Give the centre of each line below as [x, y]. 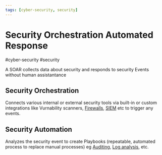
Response [27, 45]
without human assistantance [36, 75]
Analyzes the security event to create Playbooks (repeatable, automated [80, 141]
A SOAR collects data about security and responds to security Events [77, 69]
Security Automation [39, 129]
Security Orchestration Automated [79, 35]
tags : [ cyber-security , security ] [42, 10]
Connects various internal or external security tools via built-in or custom [81, 103]
